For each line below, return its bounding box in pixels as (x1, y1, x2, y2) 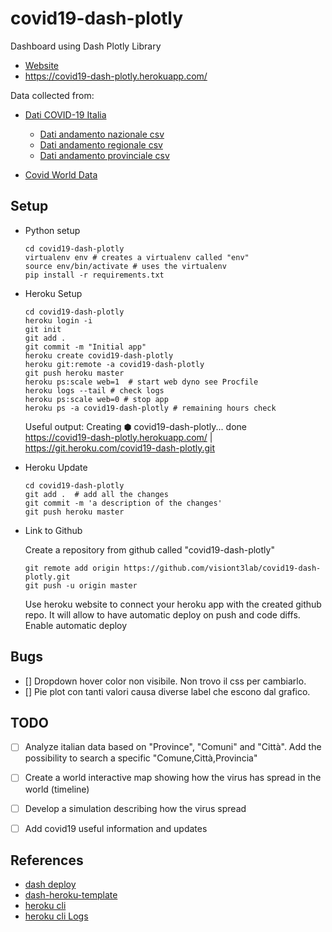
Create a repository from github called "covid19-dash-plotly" (24, 543, 275, 556)
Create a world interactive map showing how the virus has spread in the (24, 772, 322, 784)
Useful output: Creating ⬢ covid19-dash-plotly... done (24, 420, 247, 432)
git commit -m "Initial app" (24, 342, 147, 352)
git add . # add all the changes (24, 489, 169, 499)
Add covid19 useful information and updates (24, 822, 208, 834)
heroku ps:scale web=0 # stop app (24, 394, 169, 404)
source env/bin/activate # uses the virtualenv (24, 261, 227, 271)
